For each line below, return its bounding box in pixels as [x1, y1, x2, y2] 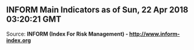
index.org [6, 36, 31, 44]
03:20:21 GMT [6, 14, 61, 25]
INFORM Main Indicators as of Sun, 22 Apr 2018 [6, 5, 189, 15]
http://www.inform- [129, 30, 180, 37]
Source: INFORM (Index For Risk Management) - [6, 30, 128, 37]
